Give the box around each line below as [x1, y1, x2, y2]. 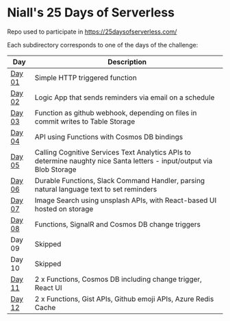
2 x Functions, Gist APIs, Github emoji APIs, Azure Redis [34, 294, 214, 303]
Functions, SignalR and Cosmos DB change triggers [34, 219, 201, 229]
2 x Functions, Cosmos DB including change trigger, [34, 274, 202, 284]
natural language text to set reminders [34, 184, 157, 193]
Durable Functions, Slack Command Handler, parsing [34, 176, 205, 185]
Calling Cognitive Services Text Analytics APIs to [34, 147, 192, 157]
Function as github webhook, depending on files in [34, 108, 197, 117]
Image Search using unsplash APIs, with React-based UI [34, 195, 217, 205]
